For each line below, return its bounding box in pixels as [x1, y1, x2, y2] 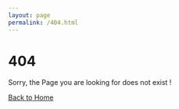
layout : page [8, 11, 51, 19]
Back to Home [8, 93, 54, 102]
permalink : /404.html [8, 19, 79, 26]
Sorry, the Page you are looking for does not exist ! [8, 78, 172, 87]
